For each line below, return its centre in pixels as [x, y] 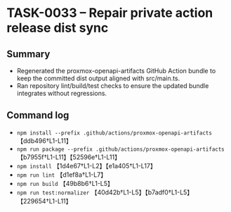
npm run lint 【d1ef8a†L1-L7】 [61, 175]
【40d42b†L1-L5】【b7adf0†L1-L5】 [142, 192]
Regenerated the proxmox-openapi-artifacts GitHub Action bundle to [116, 71]
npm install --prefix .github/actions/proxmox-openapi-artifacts [114, 133]
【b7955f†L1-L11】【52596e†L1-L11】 [68, 157]
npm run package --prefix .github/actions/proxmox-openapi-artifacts [121, 149]
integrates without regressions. [61, 93]
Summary [28, 54]
